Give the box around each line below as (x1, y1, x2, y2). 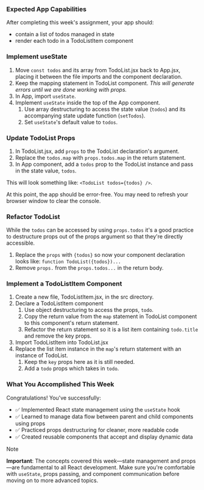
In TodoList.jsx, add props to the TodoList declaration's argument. (15, 147, 180, 155)
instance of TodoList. (15, 352, 68, 359)
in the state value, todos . (15, 167, 77, 174)
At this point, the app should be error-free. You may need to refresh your (6, 190, 189, 198)
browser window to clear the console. (6, 197, 101, 204)
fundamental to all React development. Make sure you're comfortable (21, 464, 195, 471)
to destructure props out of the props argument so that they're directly (6, 233, 183, 240)
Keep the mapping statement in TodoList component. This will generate (15, 79, 195, 87)
